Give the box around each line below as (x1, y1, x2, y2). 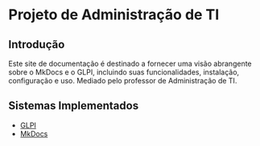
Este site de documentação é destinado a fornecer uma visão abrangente (8, 59, 252, 68)
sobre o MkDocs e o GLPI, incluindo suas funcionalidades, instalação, (8, 67, 240, 77)
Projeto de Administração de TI (8, 6, 220, 24)
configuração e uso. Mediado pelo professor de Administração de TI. (8, 76, 237, 85)
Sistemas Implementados (8, 99, 139, 113)
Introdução (8, 38, 65, 51)
